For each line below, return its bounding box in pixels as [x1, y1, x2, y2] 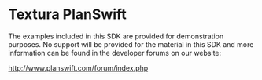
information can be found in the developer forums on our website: [8, 48, 222, 57]
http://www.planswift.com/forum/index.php [8, 63, 149, 72]
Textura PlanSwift [8, 5, 127, 24]
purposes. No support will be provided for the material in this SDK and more [8, 39, 254, 49]
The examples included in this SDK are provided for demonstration [8, 31, 224, 41]
